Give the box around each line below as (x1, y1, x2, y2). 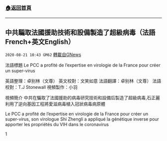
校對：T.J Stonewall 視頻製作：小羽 (5, 84, 78, 90)
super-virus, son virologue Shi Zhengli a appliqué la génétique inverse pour (5, 116, 159, 122)
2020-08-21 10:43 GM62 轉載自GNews (5, 52, 82, 58)
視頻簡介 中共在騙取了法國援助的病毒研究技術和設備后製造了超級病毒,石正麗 (5, 95, 160, 101)
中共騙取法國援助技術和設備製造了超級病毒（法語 (5, 28, 156, 37)
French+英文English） (5, 37, 75, 46)
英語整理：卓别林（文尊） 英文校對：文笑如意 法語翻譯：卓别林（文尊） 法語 (5, 78, 162, 84)
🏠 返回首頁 (5, 4, 32, 11)
